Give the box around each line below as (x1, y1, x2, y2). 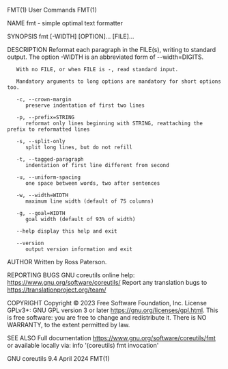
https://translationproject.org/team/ (7, 285, 106, 294)
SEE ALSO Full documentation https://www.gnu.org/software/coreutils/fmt (7, 334, 216, 342)
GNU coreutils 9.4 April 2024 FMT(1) (7, 355, 111, 362)
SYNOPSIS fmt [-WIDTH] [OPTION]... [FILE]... (7, 32, 134, 40)
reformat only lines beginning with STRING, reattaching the (25, 120, 203, 127)
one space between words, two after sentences (25, 180, 160, 187)
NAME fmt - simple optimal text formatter (7, 19, 124, 27)
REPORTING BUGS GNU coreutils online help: (7, 271, 135, 279)
